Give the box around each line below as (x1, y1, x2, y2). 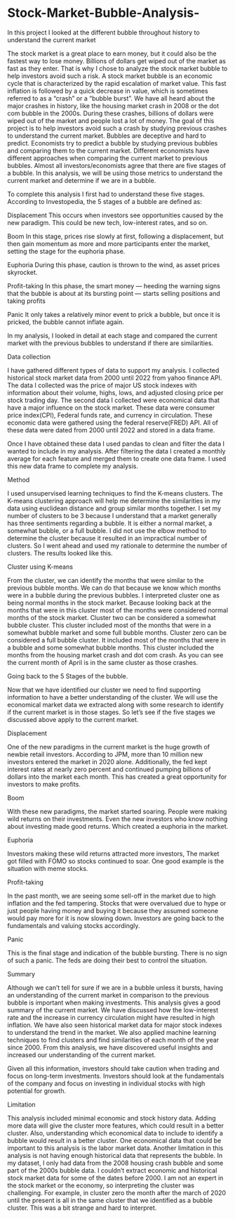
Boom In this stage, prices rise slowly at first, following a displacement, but (7, 232, 224, 240)
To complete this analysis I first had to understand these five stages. (7, 190, 205, 198)
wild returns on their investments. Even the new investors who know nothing (7, 814, 228, 823)
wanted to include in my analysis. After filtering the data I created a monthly (7, 446, 226, 455)
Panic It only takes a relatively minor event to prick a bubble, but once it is (7, 310, 221, 318)
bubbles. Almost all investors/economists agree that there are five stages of (7, 161, 227, 169)
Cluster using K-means (7, 562, 74, 571)
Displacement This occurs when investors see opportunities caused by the (7, 211, 224, 219)
